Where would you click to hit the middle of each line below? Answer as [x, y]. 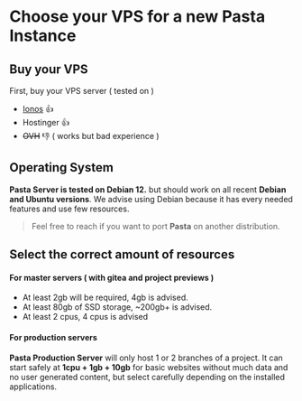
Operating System [62, 168]
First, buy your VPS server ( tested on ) [82, 91]
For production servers [53, 337]
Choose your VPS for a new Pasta [137, 17]
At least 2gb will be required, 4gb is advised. [105, 298]
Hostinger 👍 [46, 122]
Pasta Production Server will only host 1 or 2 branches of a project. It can [146, 358]
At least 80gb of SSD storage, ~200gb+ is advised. [117, 307]
